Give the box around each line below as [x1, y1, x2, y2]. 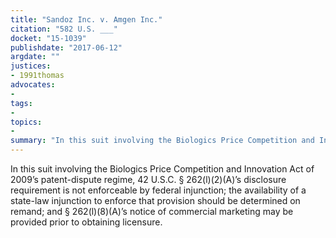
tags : [10, 98, 33, 108]
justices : [10, 61, 52, 71]
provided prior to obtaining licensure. [10, 216, 163, 228]
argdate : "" [10, 52, 60, 62]
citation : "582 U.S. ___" [10, 24, 118, 34]
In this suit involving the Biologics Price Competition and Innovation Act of [10, 163, 315, 175]
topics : [10, 117, 43, 127]
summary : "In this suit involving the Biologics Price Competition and [10, 136, 315, 146]
